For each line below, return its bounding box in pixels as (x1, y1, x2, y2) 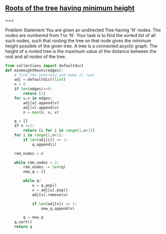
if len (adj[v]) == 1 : (31, 201, 77, 206)
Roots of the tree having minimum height (5, 4, 135, 12)
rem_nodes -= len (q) (23, 164, 66, 169)
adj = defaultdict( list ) (14, 77, 66, 82)
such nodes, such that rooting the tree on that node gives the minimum (5, 37, 151, 43)
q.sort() (14, 219, 32, 224)
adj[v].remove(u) (31, 192, 68, 197)
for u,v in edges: (14, 95, 52, 100)
